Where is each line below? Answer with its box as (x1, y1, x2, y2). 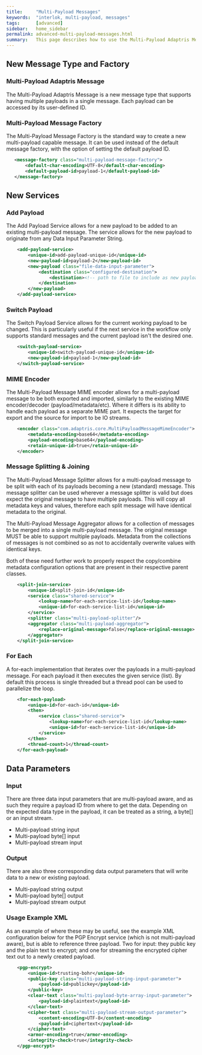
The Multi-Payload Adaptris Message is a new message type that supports (6, 91, 191, 98)
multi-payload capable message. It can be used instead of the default (6, 139, 179, 146)
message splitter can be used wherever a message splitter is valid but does (6, 489, 194, 496)
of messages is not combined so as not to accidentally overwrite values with (6, 539, 195, 546)
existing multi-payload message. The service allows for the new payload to (6, 228, 192, 236)
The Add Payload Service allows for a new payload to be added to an (6, 222, 177, 230)
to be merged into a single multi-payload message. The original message (6, 526, 188, 533)
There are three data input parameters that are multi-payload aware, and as (6, 795, 194, 803)
